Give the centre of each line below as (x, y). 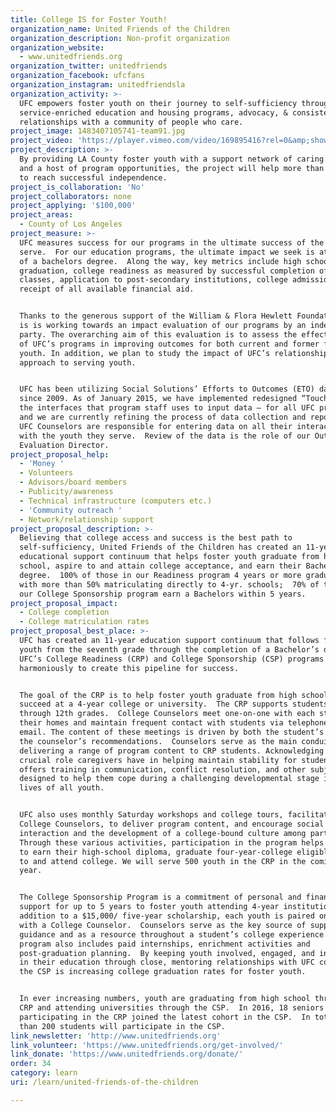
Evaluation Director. (64, 445)
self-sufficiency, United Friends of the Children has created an (160, 547)
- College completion (64, 612)
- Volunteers (46, 473)
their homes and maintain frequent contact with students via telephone (174, 723)
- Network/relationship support (87, 519)
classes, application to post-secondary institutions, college (153, 280)
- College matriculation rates (84, 622)
